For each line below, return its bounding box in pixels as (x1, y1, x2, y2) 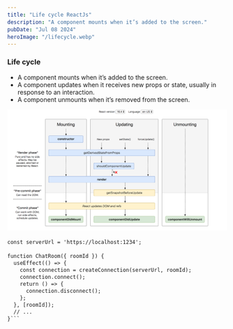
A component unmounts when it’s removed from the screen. (17, 95, 190, 104)
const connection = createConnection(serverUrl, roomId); (20, 266, 192, 273)
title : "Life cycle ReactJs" (7, 11, 92, 18)
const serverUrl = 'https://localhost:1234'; (7, 238, 142, 245)
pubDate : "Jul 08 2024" (7, 26, 77, 33)
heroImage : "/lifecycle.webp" (7, 33, 96, 40)
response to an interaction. (17, 88, 96, 96)
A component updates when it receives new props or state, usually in (17, 80, 216, 89)
